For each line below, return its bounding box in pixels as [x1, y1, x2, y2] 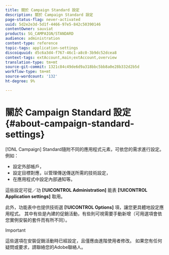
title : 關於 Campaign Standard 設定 [5, 7, 80, 13]
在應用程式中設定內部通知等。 [12, 176, 75, 182]
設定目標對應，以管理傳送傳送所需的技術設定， [12, 169, 111, 176]
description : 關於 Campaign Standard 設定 [5, 12, 93, 17]
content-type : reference [5, 41, 58, 46]
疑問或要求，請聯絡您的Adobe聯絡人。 [5, 244, 86, 250]
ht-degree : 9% [5, 79, 36, 84]
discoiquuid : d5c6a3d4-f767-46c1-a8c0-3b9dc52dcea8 [5, 50, 117, 55]
